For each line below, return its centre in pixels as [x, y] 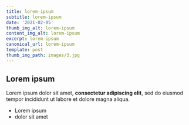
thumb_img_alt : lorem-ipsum [41, 28]
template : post [25, 50]
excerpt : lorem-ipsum [33, 39]
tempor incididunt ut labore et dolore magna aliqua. [68, 99]
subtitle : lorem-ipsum [34, 17]
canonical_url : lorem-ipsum [41, 45]
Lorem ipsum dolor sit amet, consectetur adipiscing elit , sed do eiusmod [95, 93]
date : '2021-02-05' [30, 22]
